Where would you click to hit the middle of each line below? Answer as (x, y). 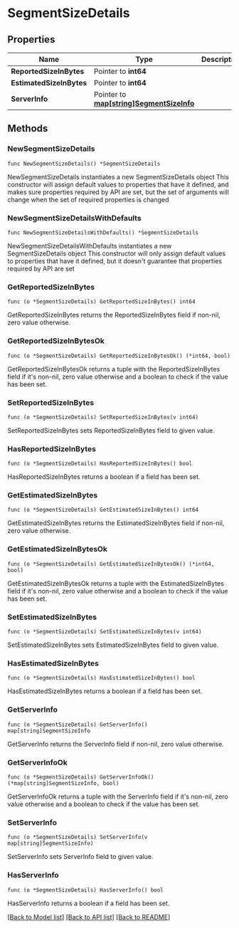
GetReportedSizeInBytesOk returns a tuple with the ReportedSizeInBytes (114, 369)
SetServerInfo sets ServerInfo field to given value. (80, 857)
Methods (28, 128)
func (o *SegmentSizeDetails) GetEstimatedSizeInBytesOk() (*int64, (111, 564)
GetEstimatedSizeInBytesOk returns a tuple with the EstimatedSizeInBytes (116, 583)
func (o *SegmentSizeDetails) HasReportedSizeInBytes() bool (100, 464)
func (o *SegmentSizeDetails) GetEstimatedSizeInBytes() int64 (103, 510)
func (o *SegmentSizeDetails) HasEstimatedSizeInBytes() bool (101, 678)
